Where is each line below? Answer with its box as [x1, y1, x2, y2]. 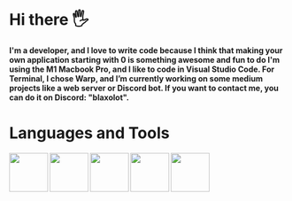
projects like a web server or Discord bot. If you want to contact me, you [9, 82, 279, 93]
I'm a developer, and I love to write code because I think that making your [9, 44, 283, 56]
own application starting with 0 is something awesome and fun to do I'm [9, 54, 280, 65]
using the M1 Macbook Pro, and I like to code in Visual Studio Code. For [9, 64, 275, 74]
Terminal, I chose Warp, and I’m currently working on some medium [9, 73, 264, 83]
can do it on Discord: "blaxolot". [9, 92, 130, 103]
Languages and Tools [9, 123, 170, 143]
